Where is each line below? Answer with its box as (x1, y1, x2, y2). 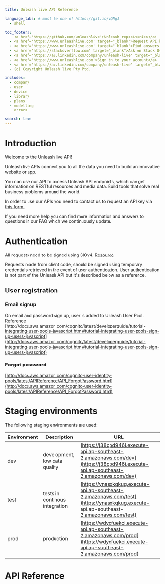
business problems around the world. (5, 188, 81, 195)
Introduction (5, 138, 57, 149)
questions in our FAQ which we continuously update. (5, 218, 111, 224)
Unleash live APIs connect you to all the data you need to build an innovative (5, 163, 160, 169)
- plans (9, 98, 26, 104)
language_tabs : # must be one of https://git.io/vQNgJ (5, 16, 120, 21)
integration (43, 502, 68, 509)
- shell (9, 21, 26, 26)
